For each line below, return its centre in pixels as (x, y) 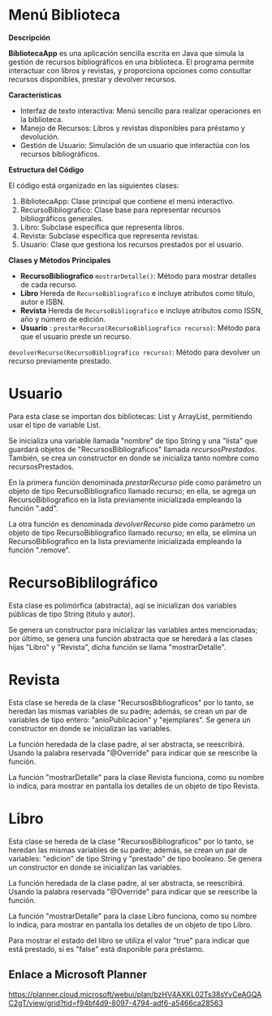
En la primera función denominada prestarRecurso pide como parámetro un (135, 482)
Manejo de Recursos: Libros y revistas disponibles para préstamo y (132, 128)
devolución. (40, 137)
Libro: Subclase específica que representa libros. (102, 227)
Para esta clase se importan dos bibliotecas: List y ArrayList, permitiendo (131, 416)
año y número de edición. (63, 319)
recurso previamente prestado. (60, 360)
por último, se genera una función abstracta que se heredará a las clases (131, 638)
